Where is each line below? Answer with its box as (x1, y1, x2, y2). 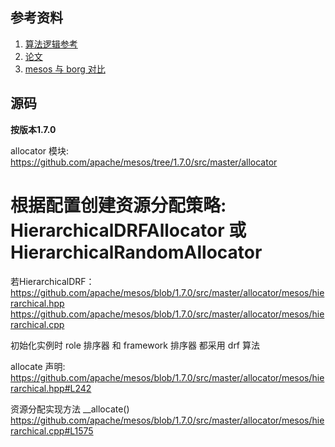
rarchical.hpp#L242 (10, 382, 92, 394)
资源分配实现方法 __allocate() (10, 403, 130, 415)
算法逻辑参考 (24, 38, 78, 50)
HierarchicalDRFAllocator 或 (10, 219, 247, 242)
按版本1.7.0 (10, 123, 57, 135)
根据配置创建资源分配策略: (10, 194, 227, 217)
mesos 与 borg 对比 (24, 63, 106, 75)
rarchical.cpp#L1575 (10, 424, 94, 437)
